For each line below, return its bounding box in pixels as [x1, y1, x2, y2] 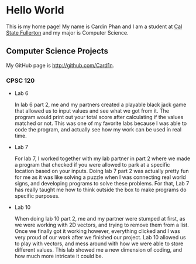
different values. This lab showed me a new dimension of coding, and [14, 246, 183, 253]
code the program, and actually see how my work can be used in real [14, 126, 182, 133]
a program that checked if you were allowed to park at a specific [14, 161, 170, 168]
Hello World [6, 4, 64, 17]
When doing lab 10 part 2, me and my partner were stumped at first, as [14, 215, 185, 222]
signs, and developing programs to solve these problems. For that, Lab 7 [14, 180, 190, 187]
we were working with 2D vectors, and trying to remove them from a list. [14, 221, 189, 229]
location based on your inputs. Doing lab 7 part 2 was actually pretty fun [14, 168, 189, 175]
